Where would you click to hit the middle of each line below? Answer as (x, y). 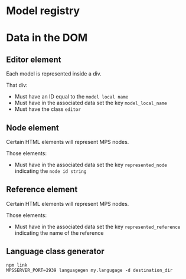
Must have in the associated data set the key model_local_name (91, 103)
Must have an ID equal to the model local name (71, 97)
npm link (17, 265)
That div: (17, 85)
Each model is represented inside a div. (54, 74)
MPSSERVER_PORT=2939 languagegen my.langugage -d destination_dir (89, 270)
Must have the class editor (48, 109)
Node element (32, 128)
